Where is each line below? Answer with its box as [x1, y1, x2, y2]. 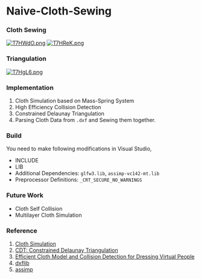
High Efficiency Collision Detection [14, 104, 101, 111]
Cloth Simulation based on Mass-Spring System [14, 97, 135, 104]
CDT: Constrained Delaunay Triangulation [14, 246, 118, 254]
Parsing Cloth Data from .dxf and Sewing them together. [14, 117, 156, 124]
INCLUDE [14, 157, 39, 164]
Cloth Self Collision [14, 205, 63, 212]
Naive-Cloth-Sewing [6, 4, 112, 18]
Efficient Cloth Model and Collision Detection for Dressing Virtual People [14, 252, 195, 260]
